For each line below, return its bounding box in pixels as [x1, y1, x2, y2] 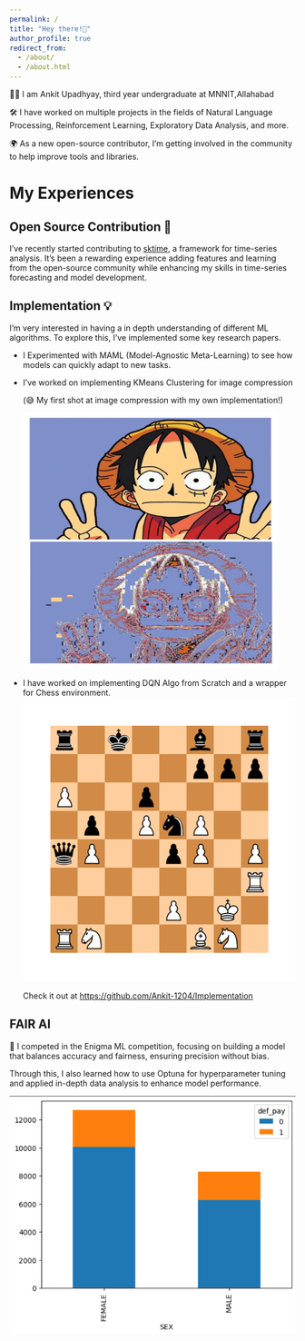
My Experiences [9, 183, 134, 204]
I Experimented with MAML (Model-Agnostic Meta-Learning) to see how [22, 350, 293, 361]
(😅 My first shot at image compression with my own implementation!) [22, 394, 284, 405]
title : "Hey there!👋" [9, 24, 92, 34]
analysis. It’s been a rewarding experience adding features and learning [9, 253, 277, 263]
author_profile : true [9, 34, 92, 43]
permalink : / [9, 15, 59, 24]
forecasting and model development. [9, 273, 147, 283]
